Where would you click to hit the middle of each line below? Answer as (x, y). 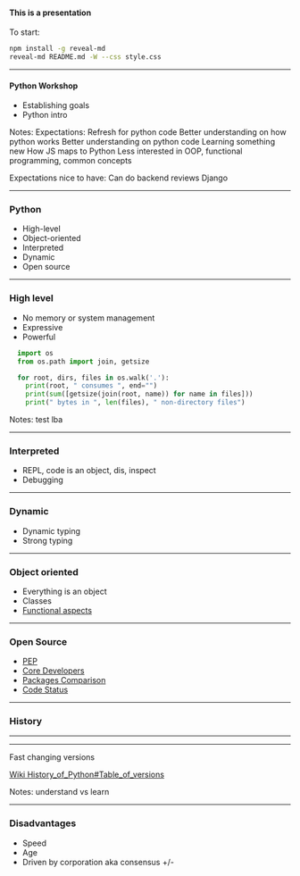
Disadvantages (43, 823)
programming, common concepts (71, 161)
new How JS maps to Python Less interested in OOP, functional (126, 151)
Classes (37, 601)
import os (35, 353)
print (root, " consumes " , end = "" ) (92, 386)
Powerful (39, 337)
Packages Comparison (64, 680)
